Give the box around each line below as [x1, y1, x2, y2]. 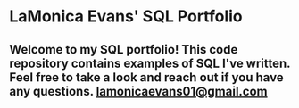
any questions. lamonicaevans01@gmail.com [9, 83, 268, 99]
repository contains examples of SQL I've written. [9, 55, 291, 71]
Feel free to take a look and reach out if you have [9, 70, 284, 85]
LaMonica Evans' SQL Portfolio [9, 6, 243, 27]
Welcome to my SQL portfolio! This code [9, 42, 238, 57]
